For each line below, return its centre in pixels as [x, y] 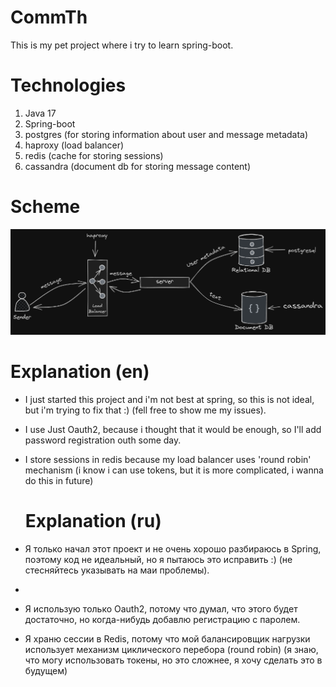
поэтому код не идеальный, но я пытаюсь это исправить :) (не [158, 559]
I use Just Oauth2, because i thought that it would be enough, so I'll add [173, 429]
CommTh [49, 17]
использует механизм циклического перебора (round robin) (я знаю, [171, 649]
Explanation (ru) [93, 520]
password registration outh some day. [103, 440]
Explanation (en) [80, 371]
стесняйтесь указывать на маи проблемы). [117, 570]
